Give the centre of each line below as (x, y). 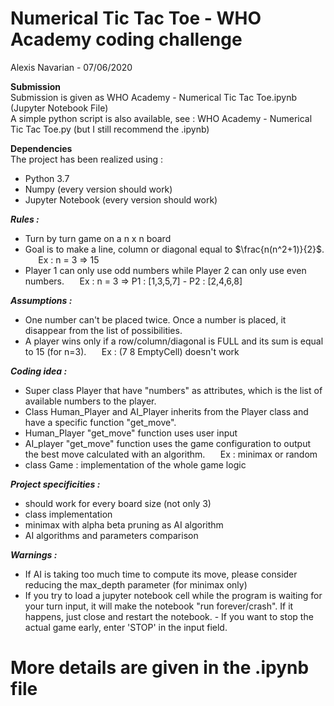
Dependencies (41, 148)
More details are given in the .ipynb (160, 668)
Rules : (25, 219)
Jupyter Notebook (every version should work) (121, 199)
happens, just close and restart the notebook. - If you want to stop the (169, 616)
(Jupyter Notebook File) (59, 108)
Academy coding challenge (126, 39)
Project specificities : (55, 484)
